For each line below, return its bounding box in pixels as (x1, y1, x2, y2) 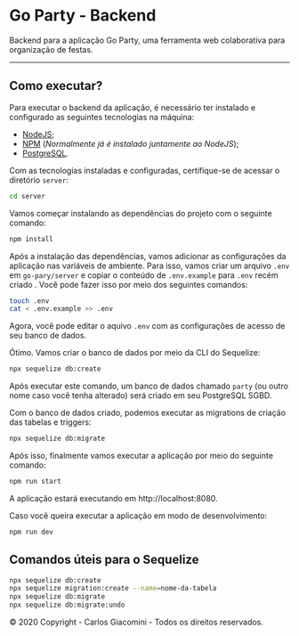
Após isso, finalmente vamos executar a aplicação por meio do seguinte (9, 451, 274, 461)
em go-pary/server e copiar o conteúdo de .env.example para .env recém (9, 269, 279, 281)
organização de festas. (9, 44, 93, 54)
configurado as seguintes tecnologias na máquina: (9, 111, 195, 122)
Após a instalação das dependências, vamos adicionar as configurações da (9, 250, 287, 261)
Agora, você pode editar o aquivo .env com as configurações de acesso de (9, 321, 286, 331)
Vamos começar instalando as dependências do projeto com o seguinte (9, 208, 273, 218)
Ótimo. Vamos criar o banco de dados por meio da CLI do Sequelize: (9, 347, 261, 358)
